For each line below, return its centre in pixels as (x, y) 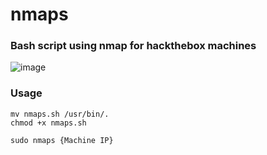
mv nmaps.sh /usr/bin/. (60, 114)
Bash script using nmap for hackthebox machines (133, 46)
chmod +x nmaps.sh (48, 123)
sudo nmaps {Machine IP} (62, 140)
